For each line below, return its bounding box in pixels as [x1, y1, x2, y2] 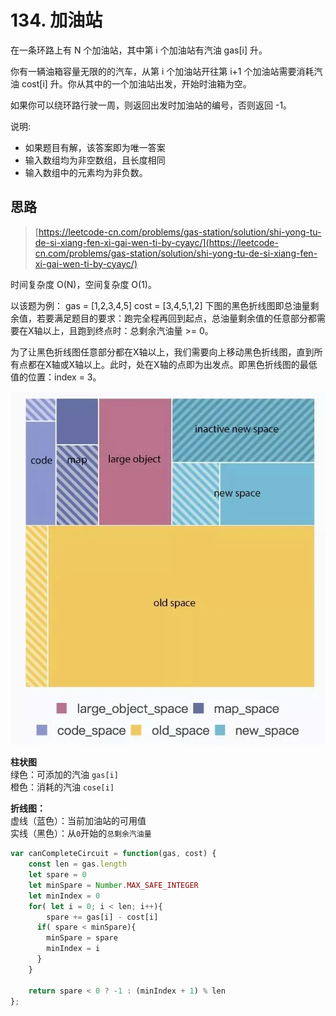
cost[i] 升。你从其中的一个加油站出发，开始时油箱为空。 [21, 77, 252, 90]
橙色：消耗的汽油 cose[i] [10, 781, 115, 793]
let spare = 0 [28, 870, 87, 880]
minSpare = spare [46, 933, 118, 943]
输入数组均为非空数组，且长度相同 [24, 154, 166, 166]
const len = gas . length [28, 859, 128, 870]
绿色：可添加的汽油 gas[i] [10, 769, 119, 781]
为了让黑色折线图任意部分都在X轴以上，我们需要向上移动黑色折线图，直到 [10, 346, 315, 358]
